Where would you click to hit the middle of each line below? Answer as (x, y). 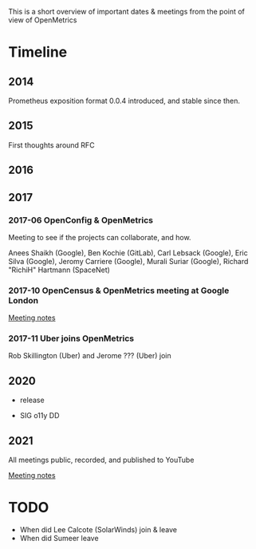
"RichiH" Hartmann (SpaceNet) (59, 270)
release (32, 400)
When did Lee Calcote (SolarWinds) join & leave (98, 530)
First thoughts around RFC (51, 145)
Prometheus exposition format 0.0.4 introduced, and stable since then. (124, 101)
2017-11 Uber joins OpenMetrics (71, 338)
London (23, 300)
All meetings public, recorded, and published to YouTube (101, 460)
